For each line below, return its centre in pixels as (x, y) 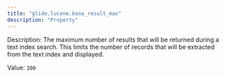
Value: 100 (22, 67)
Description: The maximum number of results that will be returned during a (113, 39)
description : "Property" (43, 20)
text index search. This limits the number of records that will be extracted (111, 47)
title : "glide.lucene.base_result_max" (64, 13)
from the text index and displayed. (56, 54)
